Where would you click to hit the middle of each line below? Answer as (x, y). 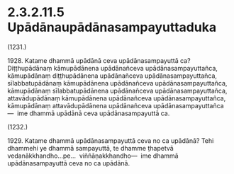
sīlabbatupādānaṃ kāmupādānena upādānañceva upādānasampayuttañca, (117, 83)
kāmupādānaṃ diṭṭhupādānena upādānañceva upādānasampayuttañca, (112, 76)
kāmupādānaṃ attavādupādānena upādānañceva (80, 105)
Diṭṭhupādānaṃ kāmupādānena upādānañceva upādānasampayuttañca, (113, 68)
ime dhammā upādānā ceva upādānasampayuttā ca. (93, 113)
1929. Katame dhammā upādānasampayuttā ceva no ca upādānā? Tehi (111, 140)
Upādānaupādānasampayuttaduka (112, 27)
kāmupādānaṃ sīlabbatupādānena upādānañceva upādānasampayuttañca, (117, 91)
